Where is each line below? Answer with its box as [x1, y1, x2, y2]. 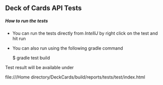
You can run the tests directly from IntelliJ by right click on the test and [12, 30, 158, 36]
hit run [12, 36, 26, 42]
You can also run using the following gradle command [12, 45, 123, 51]
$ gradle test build [12, 55, 50, 61]
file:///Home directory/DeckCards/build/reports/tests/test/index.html [5, 74, 146, 80]
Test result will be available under [5, 65, 74, 71]
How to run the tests [5, 17, 48, 24]
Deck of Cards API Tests [5, 4, 82, 12]
